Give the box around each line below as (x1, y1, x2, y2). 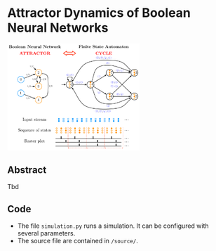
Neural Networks (7, 20, 109, 36)
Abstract (7, 164, 47, 176)
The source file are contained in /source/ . (17, 237, 138, 245)
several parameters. (17, 229, 76, 238)
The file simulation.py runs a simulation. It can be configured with (17, 221, 209, 230)
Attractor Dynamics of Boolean (7, 5, 191, 21)
